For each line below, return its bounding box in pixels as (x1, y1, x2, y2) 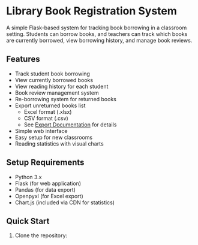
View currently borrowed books (14, 76, 94, 83)
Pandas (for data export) (14, 186, 76, 193)
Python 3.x (14, 173, 42, 180)
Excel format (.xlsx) (23, 108, 72, 115)
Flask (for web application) (14, 180, 82, 187)
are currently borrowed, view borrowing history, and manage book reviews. (6, 37, 193, 44)
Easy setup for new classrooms (14, 134, 93, 141)
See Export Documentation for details (23, 121, 117, 128)
